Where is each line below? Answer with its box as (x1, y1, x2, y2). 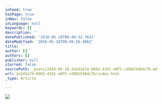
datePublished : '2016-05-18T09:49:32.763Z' (5, 35, 96, 40)
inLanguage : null (5, 21, 41, 26)
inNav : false (5, 16, 32, 21)
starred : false (5, 62, 36, 67)
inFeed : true (5, 7, 32, 12)
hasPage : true (5, 12, 34, 17)
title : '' (5, 44, 26, 49)
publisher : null (5, 58, 38, 63)
